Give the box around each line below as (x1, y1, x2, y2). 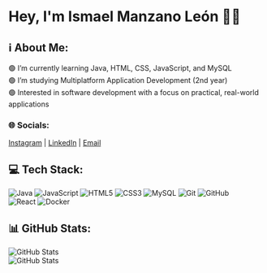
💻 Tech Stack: (8, 162, 84, 176)
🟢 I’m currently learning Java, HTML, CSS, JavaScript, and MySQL (8, 63, 233, 72)
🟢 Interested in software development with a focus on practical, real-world (8, 88, 260, 97)
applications (8, 99, 50, 109)
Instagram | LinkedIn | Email (8, 138, 101, 148)
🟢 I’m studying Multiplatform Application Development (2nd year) (8, 76, 228, 84)
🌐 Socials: (8, 119, 50, 131)
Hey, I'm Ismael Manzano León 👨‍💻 (8, 7, 241, 26)
